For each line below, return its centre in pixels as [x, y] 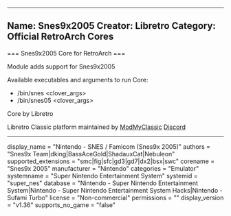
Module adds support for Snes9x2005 [61, 67]
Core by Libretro [30, 113]
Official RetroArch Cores [60, 37]
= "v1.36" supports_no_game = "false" [61, 205]
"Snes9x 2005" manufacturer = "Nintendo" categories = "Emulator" [103, 168]
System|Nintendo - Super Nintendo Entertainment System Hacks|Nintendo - [115, 190]
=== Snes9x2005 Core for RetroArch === [66, 53]
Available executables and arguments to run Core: [78, 80]
